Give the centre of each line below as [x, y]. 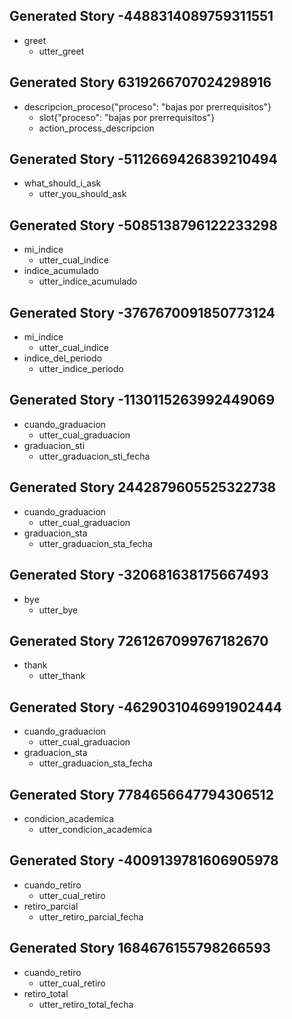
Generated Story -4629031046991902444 [146, 707]
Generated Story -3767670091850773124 [142, 312]
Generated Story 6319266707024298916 [140, 82]
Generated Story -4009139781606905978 [144, 860]
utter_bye [58, 610]
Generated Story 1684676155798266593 [140, 948]
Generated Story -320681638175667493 [139, 575]
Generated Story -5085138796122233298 [143, 225]
